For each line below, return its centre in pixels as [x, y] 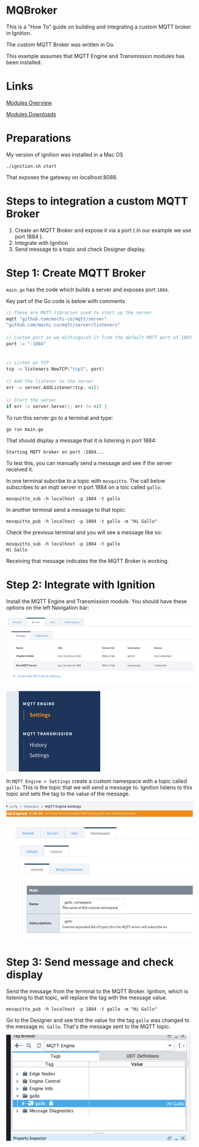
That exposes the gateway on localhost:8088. [62, 177]
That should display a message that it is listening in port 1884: [81, 440]
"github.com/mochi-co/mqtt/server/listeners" [63, 325]
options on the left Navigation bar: [48, 607]
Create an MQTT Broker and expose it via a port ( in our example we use [103, 230]
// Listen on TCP [28, 362]
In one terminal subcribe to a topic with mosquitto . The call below [86, 480]
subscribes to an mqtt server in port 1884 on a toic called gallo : [84, 487]
